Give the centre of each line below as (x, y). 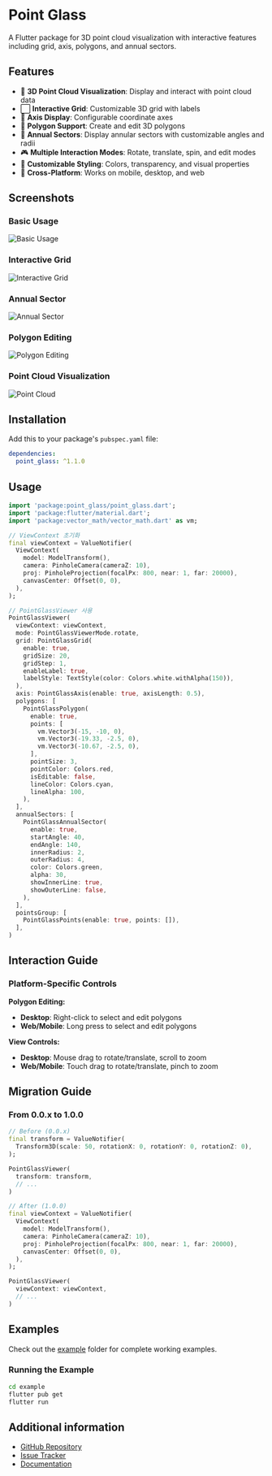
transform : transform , (54, 1176)
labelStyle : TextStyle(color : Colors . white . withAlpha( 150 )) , (128, 679)
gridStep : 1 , (45, 663)
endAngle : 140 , (56, 844)
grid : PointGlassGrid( (54, 640)
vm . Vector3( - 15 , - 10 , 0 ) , (82, 731)
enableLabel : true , (56, 671)
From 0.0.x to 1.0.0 (46, 1115)
